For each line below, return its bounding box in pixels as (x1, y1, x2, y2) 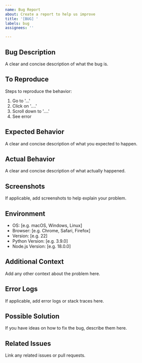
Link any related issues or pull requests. (5, 352, 86, 359)
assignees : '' (5, 26, 34, 30)
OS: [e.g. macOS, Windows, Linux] (12, 223, 83, 228)
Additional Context (5, 257, 64, 266)
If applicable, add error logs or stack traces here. (5, 298, 104, 304)
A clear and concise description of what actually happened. (5, 168, 126, 174)
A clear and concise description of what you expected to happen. (5, 140, 138, 146)
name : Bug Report (5, 7, 41, 12)
